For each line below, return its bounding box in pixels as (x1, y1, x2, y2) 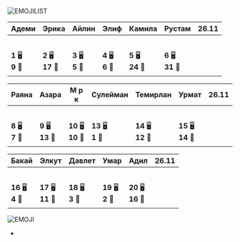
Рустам (164, 24, 191, 34)
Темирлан (135, 90, 172, 99)
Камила (129, 24, 158, 34)
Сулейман (91, 90, 129, 99)
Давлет (69, 156, 96, 166)
